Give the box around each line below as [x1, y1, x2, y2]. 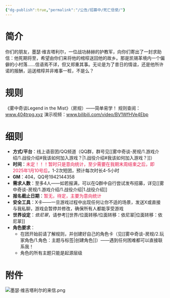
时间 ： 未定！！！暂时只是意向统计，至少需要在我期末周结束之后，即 [12, 161, 155, 167]
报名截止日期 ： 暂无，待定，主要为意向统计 [12, 193, 102, 199]
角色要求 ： [12, 225, 35, 231]
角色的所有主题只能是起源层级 [20, 250, 82, 256]
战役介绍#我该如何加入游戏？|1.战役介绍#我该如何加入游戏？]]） [22, 155, 155, 161]
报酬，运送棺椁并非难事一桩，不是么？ [14, 67, 94, 73]
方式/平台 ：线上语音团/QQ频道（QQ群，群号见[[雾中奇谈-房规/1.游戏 [12, 148, 155, 155]
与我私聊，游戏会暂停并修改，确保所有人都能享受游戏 [12, 206, 124, 212]
